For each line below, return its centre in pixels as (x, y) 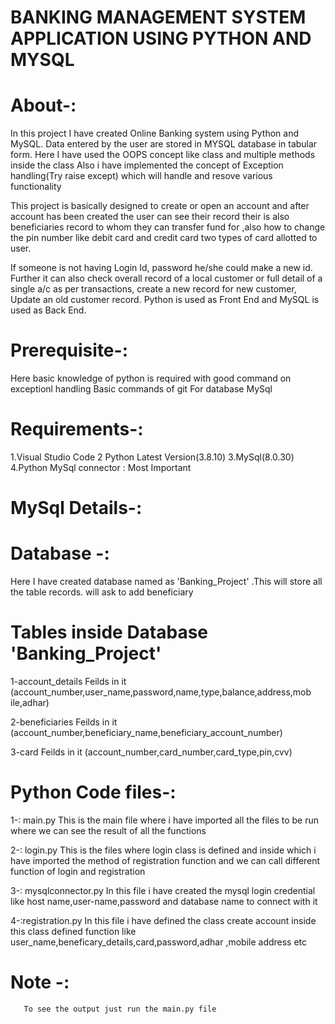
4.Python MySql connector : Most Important (101, 467)
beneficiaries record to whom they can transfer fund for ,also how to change (168, 227)
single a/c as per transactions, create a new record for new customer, (153, 289)
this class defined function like (73, 931)
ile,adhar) (30, 703)
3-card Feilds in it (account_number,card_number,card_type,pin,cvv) (151, 752)
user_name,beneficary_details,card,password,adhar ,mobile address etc (159, 942)
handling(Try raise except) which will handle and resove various (141, 176)
